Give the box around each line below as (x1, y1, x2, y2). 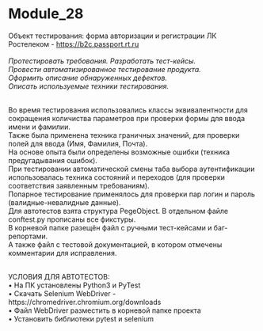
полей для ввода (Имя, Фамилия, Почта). (8, 139, 148, 148)
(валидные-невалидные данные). (8, 197, 121, 207)
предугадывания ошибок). (8, 155, 97, 165)
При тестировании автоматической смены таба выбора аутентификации (8, 164, 255, 173)
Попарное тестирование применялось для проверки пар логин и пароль (8, 189, 256, 199)
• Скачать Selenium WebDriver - (8, 288, 116, 298)
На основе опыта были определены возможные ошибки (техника (8, 147, 231, 157)
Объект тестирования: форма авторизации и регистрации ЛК (8, 31, 217, 40)
